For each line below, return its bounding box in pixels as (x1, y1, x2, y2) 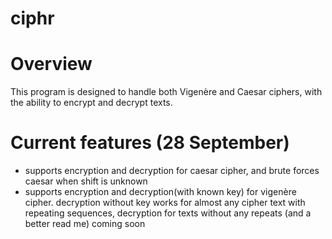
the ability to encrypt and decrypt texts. (10, 97, 173, 109)
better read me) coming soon (24, 218, 146, 230)
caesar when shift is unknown (24, 175, 148, 187)
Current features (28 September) (10, 132, 290, 154)
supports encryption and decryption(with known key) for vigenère (24, 186, 297, 198)
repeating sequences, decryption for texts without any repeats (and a (24, 207, 312, 219)
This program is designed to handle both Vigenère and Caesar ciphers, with (10, 86, 323, 98)
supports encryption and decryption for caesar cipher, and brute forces (24, 165, 320, 177)
